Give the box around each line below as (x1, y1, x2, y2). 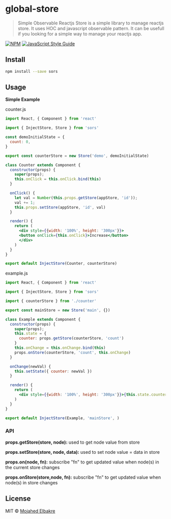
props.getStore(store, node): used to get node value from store (5, 439, 140, 445)
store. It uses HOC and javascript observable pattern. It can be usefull (17, 25, 164, 31)
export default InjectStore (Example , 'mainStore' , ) (5, 416, 120, 421)
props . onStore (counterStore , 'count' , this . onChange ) (14, 350, 131, 355)
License (5, 495, 31, 503)
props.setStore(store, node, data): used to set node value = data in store (5, 449, 160, 455)
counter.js (5, 106, 26, 113)
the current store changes (5, 464, 60, 470)
